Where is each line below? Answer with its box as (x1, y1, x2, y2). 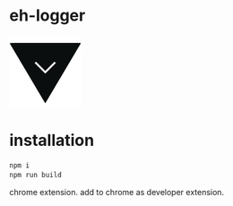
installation (9, 131, 95, 150)
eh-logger (9, 5, 86, 26)
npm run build (9, 170, 63, 179)
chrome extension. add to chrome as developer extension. (9, 186, 225, 197)
